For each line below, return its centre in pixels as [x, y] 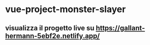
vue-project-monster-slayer [65, 9]
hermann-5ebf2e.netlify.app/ [53, 36]
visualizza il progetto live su [50, 28]
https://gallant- [120, 28]
